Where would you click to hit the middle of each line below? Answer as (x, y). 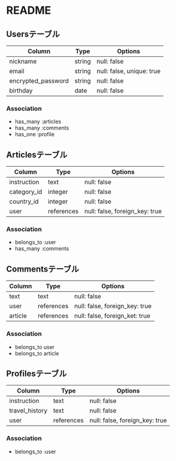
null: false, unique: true (128, 71)
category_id (26, 192)
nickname (23, 61)
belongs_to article (37, 353)
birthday (21, 91)
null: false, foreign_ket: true (112, 316)
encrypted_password (39, 81)
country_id (24, 201)
